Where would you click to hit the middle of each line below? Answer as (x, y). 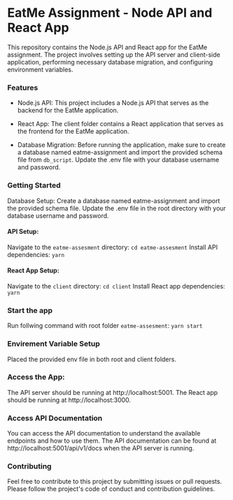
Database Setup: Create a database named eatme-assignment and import (114, 200)
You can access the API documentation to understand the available (104, 433)
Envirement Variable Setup (54, 344)
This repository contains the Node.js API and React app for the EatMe (107, 47)
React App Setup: (33, 270)
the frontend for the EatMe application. (73, 132)
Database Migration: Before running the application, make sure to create (121, 145)
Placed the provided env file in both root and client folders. (92, 359)
